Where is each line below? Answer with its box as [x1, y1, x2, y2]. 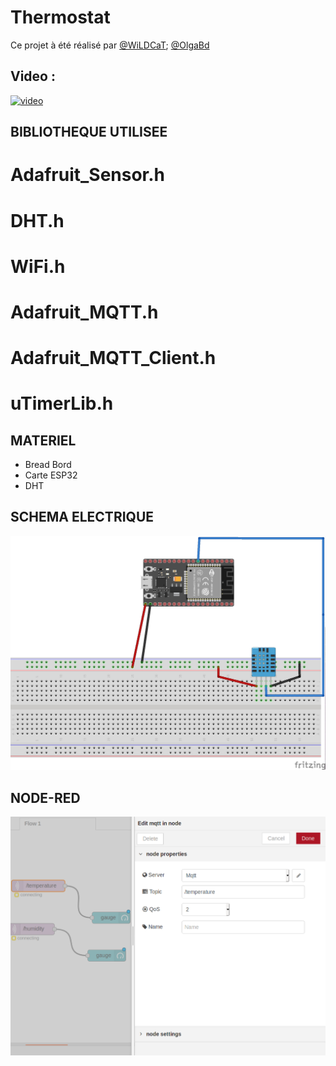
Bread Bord [24, 459, 72, 471]
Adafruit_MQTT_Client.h [10, 347, 217, 370]
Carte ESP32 [24, 469, 78, 481]
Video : [10, 68, 56, 85]
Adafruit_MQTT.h [10, 301, 159, 323]
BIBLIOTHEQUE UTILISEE [10, 124, 168, 141]
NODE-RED [10, 789, 81, 806]
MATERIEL [10, 432, 77, 449]
